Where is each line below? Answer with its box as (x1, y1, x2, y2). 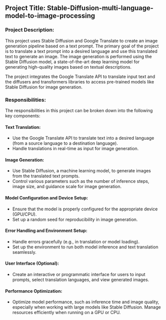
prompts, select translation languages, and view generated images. (12, 277, 149, 282)
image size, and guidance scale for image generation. (12, 184, 122, 190)
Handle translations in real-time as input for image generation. (12, 146, 139, 152)
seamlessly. (12, 249, 37, 255)
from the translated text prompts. (12, 173, 80, 179)
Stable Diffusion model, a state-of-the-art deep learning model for (5, 59, 140, 65)
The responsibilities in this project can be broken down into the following (5, 107, 153, 113)
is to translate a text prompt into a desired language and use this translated (5, 48, 158, 54)
